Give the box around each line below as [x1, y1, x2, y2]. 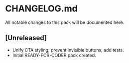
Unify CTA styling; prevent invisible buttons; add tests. [12, 47, 125, 53]
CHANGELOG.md [5, 3, 78, 14]
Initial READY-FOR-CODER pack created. [12, 52, 96, 58]
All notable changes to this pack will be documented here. [5, 19, 125, 25]
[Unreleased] [5, 34, 47, 42]
